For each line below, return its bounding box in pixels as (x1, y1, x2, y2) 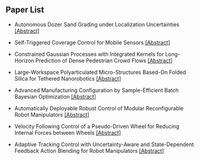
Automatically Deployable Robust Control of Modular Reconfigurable (14, 105, 184, 112)
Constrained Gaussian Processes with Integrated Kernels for (14, 51, 164, 58)
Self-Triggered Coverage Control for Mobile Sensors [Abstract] (14, 38, 171, 46)
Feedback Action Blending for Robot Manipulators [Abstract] (14, 147, 165, 154)
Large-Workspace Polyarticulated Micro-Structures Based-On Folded (14, 69, 186, 76)
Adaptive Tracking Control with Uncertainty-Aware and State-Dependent (14, 141, 195, 148)
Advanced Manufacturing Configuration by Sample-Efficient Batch (14, 87, 179, 94)
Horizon (14, 57, 34, 64)
